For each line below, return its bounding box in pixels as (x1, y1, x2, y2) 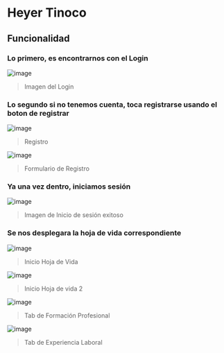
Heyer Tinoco (7, 5, 87, 21)
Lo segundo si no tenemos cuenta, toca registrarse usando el (7, 99, 217, 109)
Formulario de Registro (24, 164, 90, 173)
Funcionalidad (7, 33, 71, 44)
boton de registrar (7, 108, 69, 118)
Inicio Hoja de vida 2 (24, 284, 83, 293)
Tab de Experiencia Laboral (24, 338, 103, 346)
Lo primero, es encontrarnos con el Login (7, 53, 148, 63)
